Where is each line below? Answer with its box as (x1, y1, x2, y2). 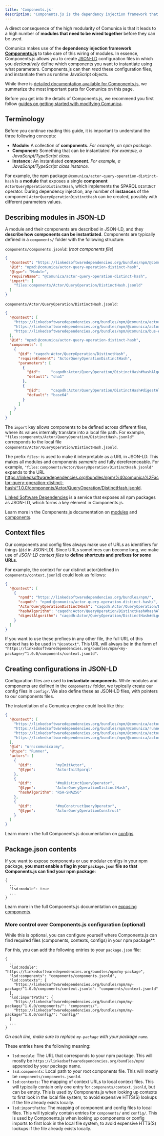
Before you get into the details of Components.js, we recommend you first (5, 95, 154, 101)
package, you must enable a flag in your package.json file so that (5, 863, 138, 869)
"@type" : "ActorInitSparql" (18, 767, 93, 772)
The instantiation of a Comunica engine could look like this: (5, 703, 124, 709)
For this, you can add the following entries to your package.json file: (5, 947, 141, 953)
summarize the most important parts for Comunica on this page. (5, 86, 134, 92)
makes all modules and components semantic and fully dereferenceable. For (5, 459, 159, 465)
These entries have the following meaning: (5, 1043, 91, 1049)
